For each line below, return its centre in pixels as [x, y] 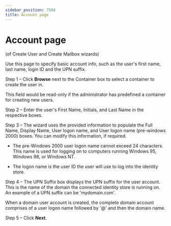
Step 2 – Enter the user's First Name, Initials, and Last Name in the [75, 110]
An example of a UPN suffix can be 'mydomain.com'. [61, 193]
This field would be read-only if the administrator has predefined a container [85, 94]
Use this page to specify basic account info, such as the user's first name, [83, 64]
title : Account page [27, 15]
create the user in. [24, 85]
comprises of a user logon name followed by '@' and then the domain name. [85, 208]
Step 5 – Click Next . [26, 218]
